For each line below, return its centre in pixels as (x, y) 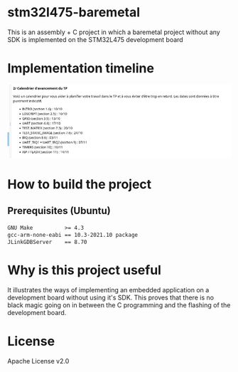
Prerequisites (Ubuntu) (59, 211)
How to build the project (80, 185)
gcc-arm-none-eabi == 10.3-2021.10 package (73, 235)
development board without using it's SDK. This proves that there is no (111, 298)
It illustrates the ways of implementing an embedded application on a (108, 290)
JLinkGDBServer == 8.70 (47, 243)
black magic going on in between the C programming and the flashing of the (119, 305)
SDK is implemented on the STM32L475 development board (95, 39)
